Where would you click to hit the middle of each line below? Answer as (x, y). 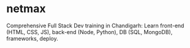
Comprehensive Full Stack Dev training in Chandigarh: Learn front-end (95, 26)
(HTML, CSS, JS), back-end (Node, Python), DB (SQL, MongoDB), (89, 32)
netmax (26, 9)
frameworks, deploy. (32, 38)
